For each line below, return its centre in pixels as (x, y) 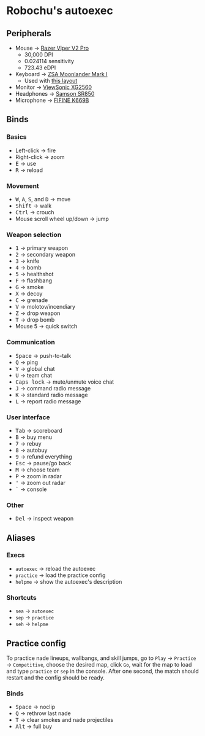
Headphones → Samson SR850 (55, 94)
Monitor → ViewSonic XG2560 (54, 87)
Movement (23, 186)
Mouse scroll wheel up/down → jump (62, 219)
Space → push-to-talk (43, 355)
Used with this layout (51, 81)
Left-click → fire (35, 150)
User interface (28, 417)
